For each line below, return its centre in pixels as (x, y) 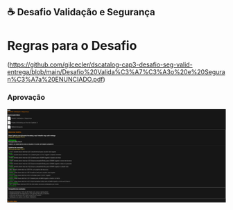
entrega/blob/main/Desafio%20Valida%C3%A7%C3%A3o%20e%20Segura (116, 72)
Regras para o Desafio (72, 45)
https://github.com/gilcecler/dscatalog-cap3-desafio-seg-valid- (101, 64)
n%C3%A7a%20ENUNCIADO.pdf (55, 80)
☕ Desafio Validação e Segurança (81, 12)
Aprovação (26, 98)
